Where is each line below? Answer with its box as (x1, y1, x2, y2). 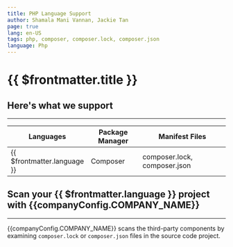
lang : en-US (7, 29, 42, 37)
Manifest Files (158, 132, 207, 141)
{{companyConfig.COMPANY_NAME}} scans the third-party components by (7, 224, 225, 232)
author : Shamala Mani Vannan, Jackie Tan (7, 17, 129, 24)
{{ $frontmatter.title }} (7, 72, 138, 88)
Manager (98, 136, 129, 145)
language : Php (7, 42, 49, 49)
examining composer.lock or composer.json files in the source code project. (7, 231, 221, 239)
